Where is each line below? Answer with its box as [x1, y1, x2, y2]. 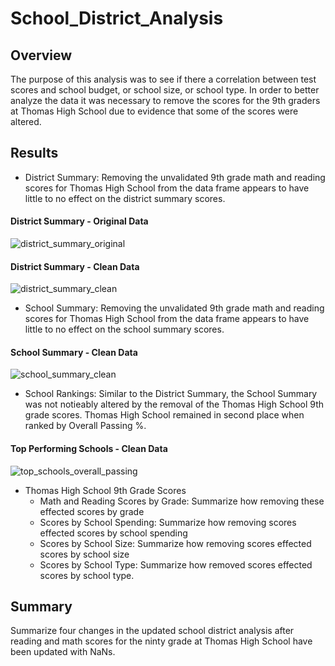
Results [10, 145, 59, 162]
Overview [10, 47, 73, 64]
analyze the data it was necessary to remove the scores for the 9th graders [10, 95, 321, 106]
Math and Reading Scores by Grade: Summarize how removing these [39, 495, 325, 507]
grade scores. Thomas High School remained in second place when [24, 409, 305, 421]
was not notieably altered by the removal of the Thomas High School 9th [24, 398, 325, 411]
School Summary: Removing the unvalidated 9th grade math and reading [24, 302, 325, 314]
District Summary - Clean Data [10, 260, 140, 272]
